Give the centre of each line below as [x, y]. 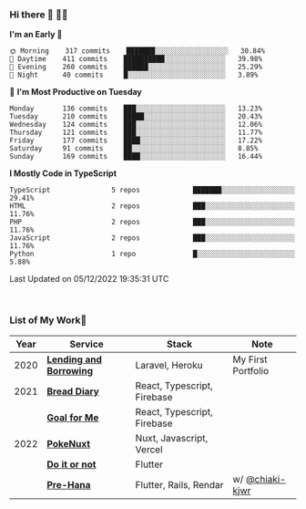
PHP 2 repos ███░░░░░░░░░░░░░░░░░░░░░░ [153, 223]
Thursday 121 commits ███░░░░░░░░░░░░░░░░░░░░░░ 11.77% [136, 133]
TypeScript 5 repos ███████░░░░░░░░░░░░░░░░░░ [153, 191]
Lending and [75, 359]
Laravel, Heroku [169, 365]
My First [250, 359]
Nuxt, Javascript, [172, 438]
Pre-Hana [69, 484]
